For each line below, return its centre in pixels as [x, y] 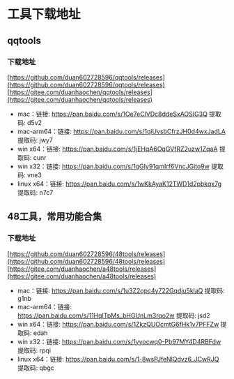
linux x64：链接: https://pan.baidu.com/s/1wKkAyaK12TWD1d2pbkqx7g [119, 184]
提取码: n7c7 [35, 192]
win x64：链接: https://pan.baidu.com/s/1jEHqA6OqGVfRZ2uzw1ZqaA [117, 149]
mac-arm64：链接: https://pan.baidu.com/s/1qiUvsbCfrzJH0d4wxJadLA [122, 131]
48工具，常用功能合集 [55, 217]
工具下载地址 [44, 14]
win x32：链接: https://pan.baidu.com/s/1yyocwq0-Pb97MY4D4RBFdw [119, 341]
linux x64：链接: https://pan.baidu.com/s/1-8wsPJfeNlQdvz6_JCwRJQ [118, 359]
